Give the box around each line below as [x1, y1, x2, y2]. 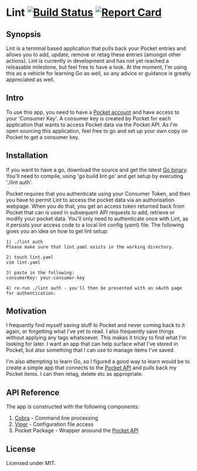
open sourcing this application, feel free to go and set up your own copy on [6, 127, 188, 134]
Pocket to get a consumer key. [6, 133, 80, 140]
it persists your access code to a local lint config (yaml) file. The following [6, 221, 184, 228]
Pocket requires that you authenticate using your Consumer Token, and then [6, 190, 191, 197]
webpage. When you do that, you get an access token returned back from [6, 203, 185, 210]
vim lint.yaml [6, 259, 41, 265]
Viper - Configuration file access [14, 420, 94, 428]
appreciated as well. [6, 76, 55, 83]
